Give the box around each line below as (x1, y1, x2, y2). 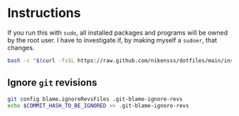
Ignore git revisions (7, 76, 97, 89)
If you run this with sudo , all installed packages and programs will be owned (7, 28, 228, 37)
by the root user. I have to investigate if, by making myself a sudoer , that (7, 35, 218, 44)
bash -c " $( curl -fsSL (7, 57, 75, 64)
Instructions (7, 5, 81, 21)
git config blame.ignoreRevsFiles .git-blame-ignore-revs (7, 95, 183, 103)
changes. (7, 43, 35, 52)
